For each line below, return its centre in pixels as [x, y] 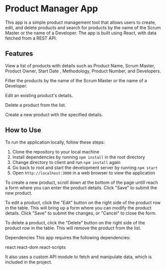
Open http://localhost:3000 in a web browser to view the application [83, 173]
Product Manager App [52, 9]
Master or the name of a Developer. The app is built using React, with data [81, 33]
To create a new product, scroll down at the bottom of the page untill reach [82, 182]
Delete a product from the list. [36, 105]
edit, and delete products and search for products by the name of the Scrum [83, 27]
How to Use [23, 130]
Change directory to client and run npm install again [66, 162]
